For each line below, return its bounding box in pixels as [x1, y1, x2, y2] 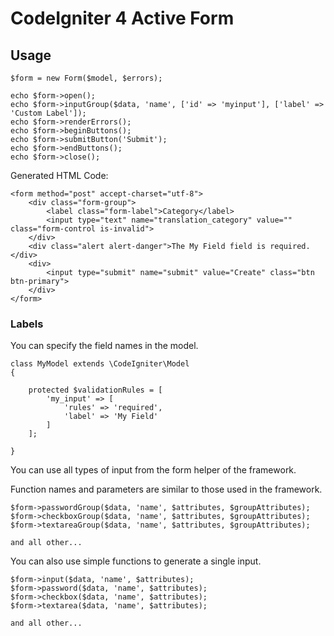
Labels [10, 317, 44, 331]
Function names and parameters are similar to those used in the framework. [10, 483, 323, 496]
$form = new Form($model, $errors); [10, 73, 163, 83]
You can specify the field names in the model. [10, 340, 199, 352]
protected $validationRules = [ [28, 385, 163, 396]
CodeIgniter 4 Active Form [10, 7, 235, 30]
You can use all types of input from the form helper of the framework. [10, 464, 297, 476]
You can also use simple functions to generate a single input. [10, 555, 262, 567]
